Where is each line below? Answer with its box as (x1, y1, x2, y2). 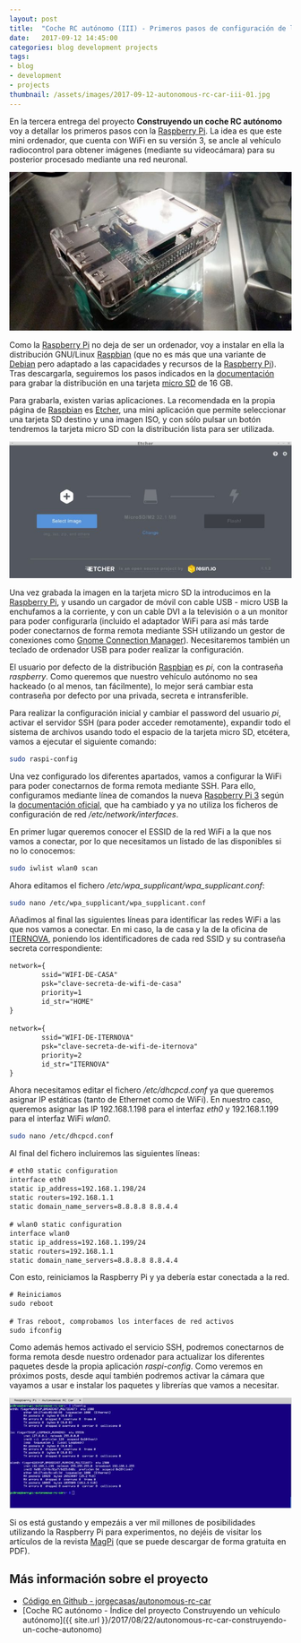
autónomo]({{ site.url (21, 1614, 100, 1625)
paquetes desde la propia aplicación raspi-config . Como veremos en (9, 1361, 263, 1371)
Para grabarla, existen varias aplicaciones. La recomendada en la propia (9, 394, 276, 405)
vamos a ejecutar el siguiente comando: (9, 736, 157, 747)
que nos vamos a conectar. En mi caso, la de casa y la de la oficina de (9, 924, 269, 935)
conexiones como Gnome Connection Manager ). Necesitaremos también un (9, 635, 290, 645)
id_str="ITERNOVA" (41, 1060, 110, 1069)
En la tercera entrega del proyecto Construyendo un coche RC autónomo (9, 116, 282, 126)
